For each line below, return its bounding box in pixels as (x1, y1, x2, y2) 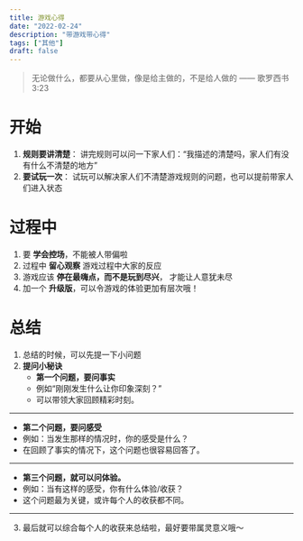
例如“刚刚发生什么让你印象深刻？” (35, 382, 162, 393)
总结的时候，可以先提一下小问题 (22, 349, 142, 360)
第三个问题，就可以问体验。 (22, 472, 126, 482)
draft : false (9, 47, 59, 56)
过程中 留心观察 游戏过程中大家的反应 (22, 261, 162, 270)
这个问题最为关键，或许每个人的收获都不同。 (22, 494, 189, 505)
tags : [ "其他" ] (9, 38, 64, 48)
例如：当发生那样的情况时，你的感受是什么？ (22, 433, 189, 444)
